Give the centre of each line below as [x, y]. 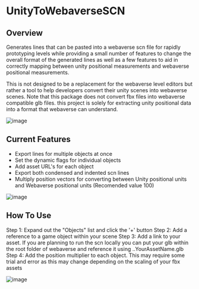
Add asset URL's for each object [54, 166]
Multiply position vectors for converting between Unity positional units [101, 179]
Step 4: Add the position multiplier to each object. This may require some [96, 255]
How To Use [29, 216]
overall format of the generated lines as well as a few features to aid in [92, 60]
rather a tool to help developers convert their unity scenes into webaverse [97, 90]
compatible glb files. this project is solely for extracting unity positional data [99, 103]
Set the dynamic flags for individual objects [68, 160]
